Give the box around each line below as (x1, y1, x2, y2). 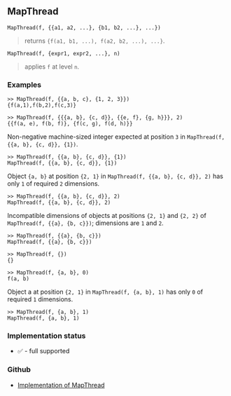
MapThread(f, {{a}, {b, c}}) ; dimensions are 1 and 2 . (7, 219, 164, 227)
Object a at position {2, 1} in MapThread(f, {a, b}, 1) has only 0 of (7, 287, 204, 296)
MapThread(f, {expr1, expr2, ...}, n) (7, 50, 120, 57)
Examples (7, 80, 42, 90)
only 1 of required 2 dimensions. (7, 179, 100, 188)
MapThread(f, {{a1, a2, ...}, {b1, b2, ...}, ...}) (7, 24, 161, 31)
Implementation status (7, 331, 86, 341)
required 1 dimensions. (7, 295, 73, 303)
